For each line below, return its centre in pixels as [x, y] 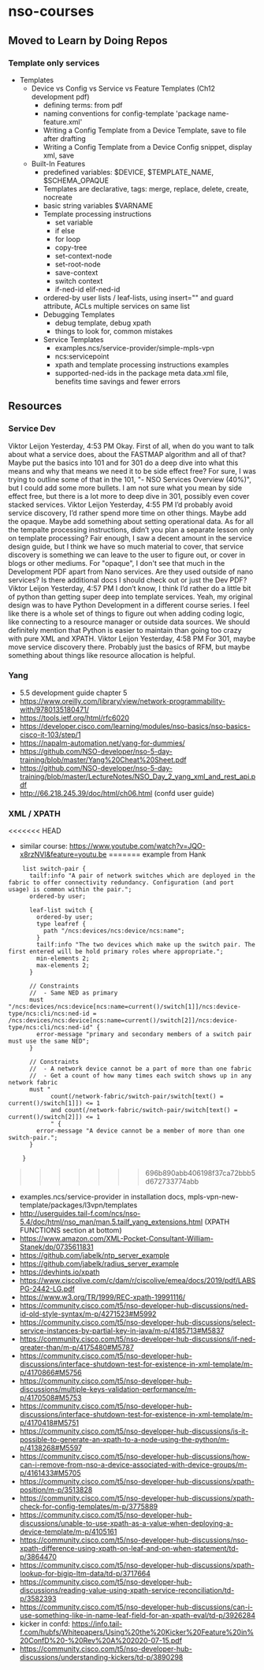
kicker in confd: [45, 1624]
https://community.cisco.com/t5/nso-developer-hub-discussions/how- [135, 1456]
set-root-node [78, 264]
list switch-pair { [54, 869]
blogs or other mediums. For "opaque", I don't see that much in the [117, 563]
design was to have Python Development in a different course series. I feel [129, 604]
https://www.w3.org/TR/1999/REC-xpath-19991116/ [102, 1297]
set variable [74, 222]
